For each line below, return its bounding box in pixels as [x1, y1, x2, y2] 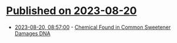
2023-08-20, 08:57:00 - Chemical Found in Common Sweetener [14, 24, 171, 31]
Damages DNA [14, 29, 51, 37]
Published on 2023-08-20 [6, 4, 137, 18]
